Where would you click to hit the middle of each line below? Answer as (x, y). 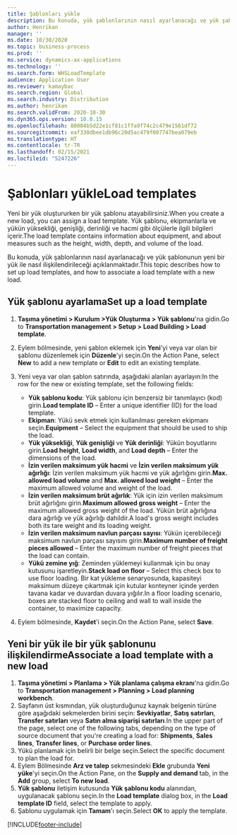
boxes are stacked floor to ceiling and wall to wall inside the (115, 600)
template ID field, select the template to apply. (85, 803)
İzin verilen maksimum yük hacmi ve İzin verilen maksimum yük (123, 465)
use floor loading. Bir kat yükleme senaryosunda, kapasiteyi (115, 578)
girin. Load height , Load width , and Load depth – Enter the (113, 450)
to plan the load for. (46, 759)
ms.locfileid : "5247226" (44, 159)
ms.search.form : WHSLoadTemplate (56, 73)
